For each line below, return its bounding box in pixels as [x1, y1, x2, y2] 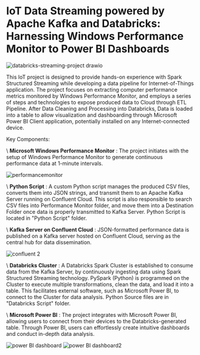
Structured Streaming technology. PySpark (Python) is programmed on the [6, 274, 189, 281]
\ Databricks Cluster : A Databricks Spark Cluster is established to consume [6, 261, 193, 269]
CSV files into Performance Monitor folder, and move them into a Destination [6, 201, 194, 209]
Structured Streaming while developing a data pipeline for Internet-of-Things [6, 79, 195, 87]
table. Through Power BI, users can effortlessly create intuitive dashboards [6, 323, 190, 331]
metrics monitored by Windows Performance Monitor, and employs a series [6, 92, 192, 99]
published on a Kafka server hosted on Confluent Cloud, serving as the [6, 232, 180, 239]
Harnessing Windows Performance [6, 30, 184, 43]
